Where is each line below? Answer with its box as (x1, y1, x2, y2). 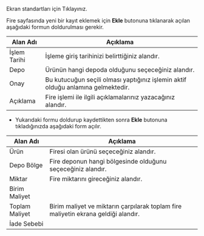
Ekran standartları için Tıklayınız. (6, 5, 87, 12)
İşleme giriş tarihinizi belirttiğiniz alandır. (45, 52, 160, 60)
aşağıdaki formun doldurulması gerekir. (6, 24, 104, 30)
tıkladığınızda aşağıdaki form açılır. (15, 123, 102, 130)
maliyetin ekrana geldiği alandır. (49, 210, 140, 218)
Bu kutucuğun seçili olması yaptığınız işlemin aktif (45, 75, 187, 84)
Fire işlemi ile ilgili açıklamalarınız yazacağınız (45, 93, 175, 101)
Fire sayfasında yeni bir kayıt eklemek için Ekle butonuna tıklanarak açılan (6, 17, 190, 24)
